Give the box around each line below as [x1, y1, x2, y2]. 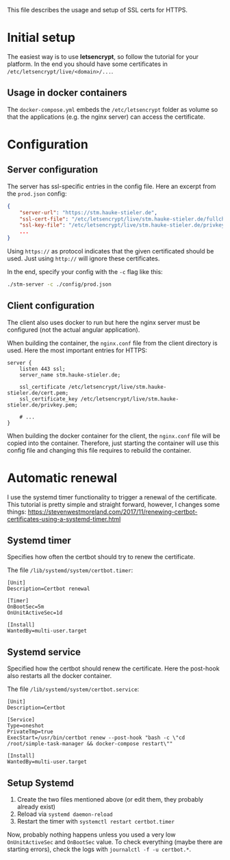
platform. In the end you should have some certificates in [7, 60, 168, 68]
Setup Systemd [7, 777, 74, 789]
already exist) [16, 803, 56, 811]
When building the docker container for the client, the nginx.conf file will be [7, 431, 220, 440]
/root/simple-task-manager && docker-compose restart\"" [7, 740, 173, 747]
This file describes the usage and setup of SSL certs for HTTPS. [7, 6, 188, 14]
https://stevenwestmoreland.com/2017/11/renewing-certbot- [27, 508, 198, 516]
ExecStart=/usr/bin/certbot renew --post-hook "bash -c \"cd [7, 734, 186, 741]
